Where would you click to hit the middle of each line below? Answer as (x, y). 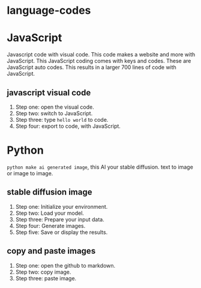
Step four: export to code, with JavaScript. (68, 126)
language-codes (49, 10)
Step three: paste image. (46, 278)
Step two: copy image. (43, 272)
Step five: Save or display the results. (61, 232)
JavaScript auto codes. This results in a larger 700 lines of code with (91, 67)
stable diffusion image (49, 192)
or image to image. (30, 173)
